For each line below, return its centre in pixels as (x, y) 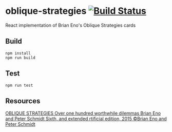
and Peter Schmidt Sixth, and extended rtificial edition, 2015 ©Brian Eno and (86, 119)
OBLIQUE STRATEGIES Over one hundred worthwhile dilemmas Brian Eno (83, 114)
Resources (23, 101)
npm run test (19, 85)
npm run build (21, 58)
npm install (18, 53)
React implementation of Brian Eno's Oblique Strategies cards (71, 25)
